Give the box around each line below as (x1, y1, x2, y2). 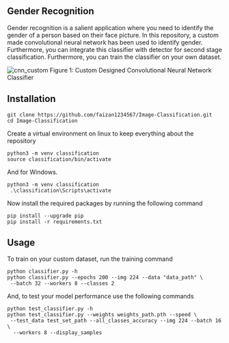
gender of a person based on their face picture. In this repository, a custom (7, 31, 219, 39)
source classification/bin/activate (7, 155, 111, 163)
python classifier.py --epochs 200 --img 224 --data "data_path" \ (7, 274, 204, 281)
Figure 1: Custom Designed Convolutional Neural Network (49, 66, 212, 74)
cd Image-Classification (7, 117, 78, 124)
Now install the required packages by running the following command (7, 199, 203, 207)
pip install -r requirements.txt (7, 218, 103, 225)
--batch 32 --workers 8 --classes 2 (10, 280, 115, 287)
